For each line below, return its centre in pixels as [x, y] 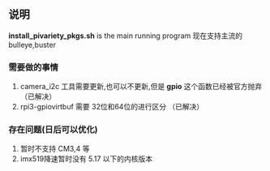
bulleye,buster [32, 45]
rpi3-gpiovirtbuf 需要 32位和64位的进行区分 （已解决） [112, 107]
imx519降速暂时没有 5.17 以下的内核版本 [86, 159]
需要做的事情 [34, 67]
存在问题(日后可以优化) [53, 130]
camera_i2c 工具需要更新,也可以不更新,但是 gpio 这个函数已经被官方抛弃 [141, 87]
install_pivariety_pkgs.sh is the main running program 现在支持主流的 [126, 36]
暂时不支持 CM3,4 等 [55, 149]
